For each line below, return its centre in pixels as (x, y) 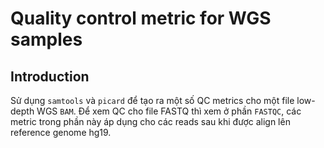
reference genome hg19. (61, 132)
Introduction (50, 76)
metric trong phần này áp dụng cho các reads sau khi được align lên (150, 121)
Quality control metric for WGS (141, 18)
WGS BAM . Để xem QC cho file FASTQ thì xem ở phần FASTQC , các (169, 111)
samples (46, 39)
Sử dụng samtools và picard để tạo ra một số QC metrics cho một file (152, 100)
